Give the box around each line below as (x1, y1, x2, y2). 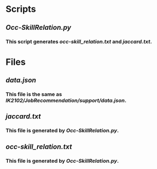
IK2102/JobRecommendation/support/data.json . (5, 97, 127, 104)
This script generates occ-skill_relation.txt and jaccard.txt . (5, 38, 152, 45)
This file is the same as (5, 91, 62, 98)
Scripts (5, 3, 36, 15)
